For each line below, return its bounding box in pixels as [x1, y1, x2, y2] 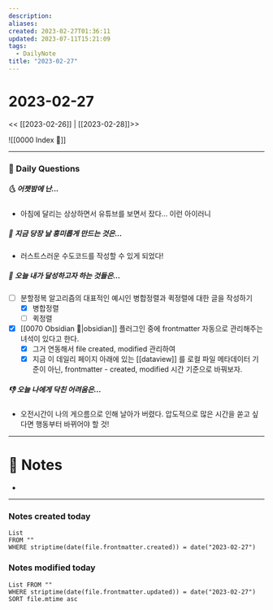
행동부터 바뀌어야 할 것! [35, 419, 110, 429]
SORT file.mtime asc [8, 595, 79, 603]
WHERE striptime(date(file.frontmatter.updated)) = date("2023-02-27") [8, 587, 256, 596]
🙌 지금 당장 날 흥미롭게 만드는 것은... [8, 229, 123, 238]
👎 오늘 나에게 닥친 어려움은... [8, 384, 102, 394]
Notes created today [8, 510, 91, 521]
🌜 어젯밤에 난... [8, 184, 59, 194]
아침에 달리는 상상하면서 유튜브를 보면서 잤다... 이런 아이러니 [19, 208, 211, 218]
